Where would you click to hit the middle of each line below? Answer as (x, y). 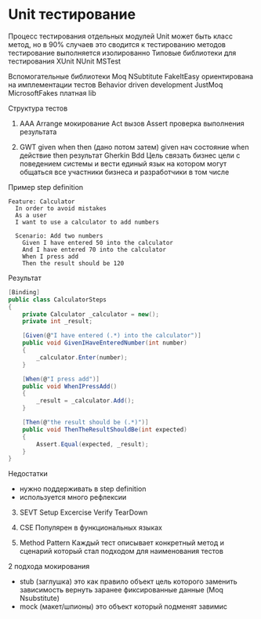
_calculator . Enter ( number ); (82, 357)
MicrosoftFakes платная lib (52, 93)
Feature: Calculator (42, 202)
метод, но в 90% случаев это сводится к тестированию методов (117, 44)
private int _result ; (57, 322)
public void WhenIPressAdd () (70, 386)
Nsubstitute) (40, 599)
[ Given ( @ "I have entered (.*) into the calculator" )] (112, 336)
